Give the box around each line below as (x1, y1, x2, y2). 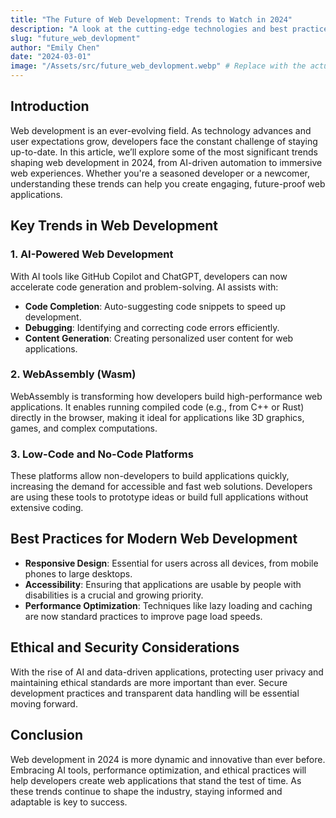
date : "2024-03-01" (10, 52, 92, 62)
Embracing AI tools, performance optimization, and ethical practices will (10, 764, 307, 776)
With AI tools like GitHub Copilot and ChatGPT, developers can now (10, 270, 288, 282)
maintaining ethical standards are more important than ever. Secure (10, 676, 288, 688)
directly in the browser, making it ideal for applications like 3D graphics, (10, 411, 305, 423)
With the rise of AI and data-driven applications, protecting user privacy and (10, 666, 324, 678)
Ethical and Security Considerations (10, 639, 240, 656)
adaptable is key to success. (10, 796, 128, 808)
